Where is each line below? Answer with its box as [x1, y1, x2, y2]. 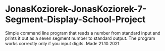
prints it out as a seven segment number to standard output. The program [5, 35, 155, 41]
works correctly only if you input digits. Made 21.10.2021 [5, 40, 120, 46]
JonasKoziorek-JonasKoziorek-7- [5, 3, 147, 15]
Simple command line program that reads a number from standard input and [5, 30, 161, 36]
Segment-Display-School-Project [5, 14, 146, 25]
